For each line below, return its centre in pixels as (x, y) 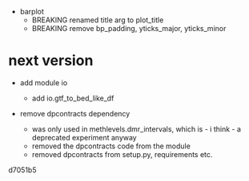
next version (51, 61)
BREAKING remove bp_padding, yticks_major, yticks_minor (129, 28)
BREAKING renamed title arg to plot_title (98, 20)
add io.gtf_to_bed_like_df (73, 98)
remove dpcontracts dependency (75, 113)
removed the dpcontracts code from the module (111, 146)
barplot (32, 12)
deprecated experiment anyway (84, 137)
